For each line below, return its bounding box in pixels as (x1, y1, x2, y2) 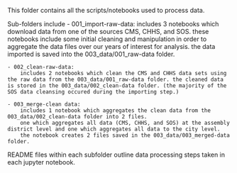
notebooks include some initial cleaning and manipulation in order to (7, 35, 207, 43)
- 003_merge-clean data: (7, 101, 81, 108)
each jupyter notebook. (7, 158, 76, 166)
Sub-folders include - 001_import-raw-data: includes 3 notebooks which (7, 20, 219, 28)
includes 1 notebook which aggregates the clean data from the (20, 107, 211, 114)
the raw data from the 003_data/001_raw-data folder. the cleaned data (7, 76, 224, 83)
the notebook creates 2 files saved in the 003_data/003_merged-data (20, 132, 231, 139)
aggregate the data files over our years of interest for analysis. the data (7, 43, 216, 50)
